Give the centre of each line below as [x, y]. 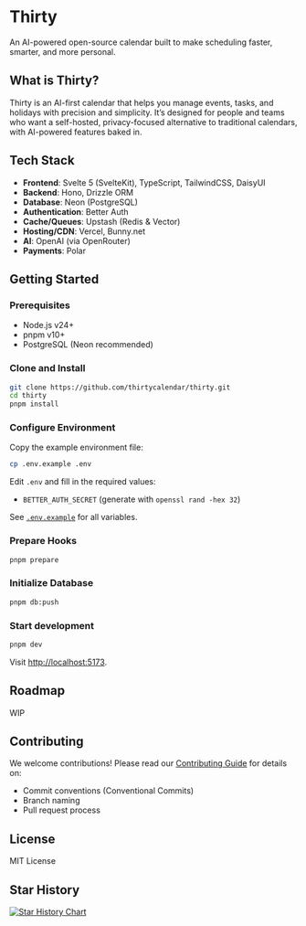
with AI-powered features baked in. [76, 132]
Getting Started [54, 279]
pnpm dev [26, 644]
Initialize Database [52, 583]
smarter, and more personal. [63, 51]
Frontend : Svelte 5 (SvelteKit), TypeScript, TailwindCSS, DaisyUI [144, 182]
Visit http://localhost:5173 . [58, 662]
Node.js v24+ [48, 325]
